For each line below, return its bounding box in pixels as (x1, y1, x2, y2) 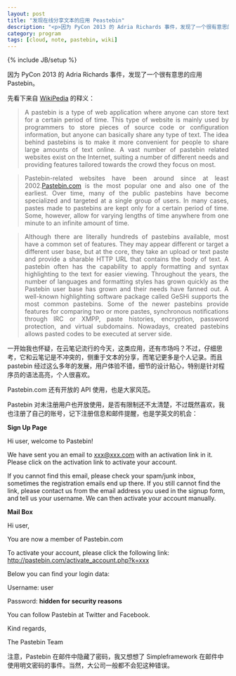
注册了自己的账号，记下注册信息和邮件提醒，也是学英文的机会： (13, 409, 198, 418)
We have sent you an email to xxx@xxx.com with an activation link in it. (7, 451, 213, 459)
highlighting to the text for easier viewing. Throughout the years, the (24, 270, 229, 279)
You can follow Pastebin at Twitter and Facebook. (7, 611, 151, 619)
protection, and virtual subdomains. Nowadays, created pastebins (24, 322, 229, 331)
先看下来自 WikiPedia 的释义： (7, 94, 95, 103)
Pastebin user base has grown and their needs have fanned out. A (24, 285, 229, 293)
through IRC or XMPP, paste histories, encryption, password (24, 314, 229, 324)
